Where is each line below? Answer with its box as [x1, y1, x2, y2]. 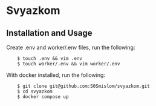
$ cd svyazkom [17, 88, 53, 94]
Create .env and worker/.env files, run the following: [6, 44, 135, 51]
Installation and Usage [6, 28, 93, 38]
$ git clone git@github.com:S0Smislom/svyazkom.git [17, 83, 150, 89]
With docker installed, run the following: [6, 71, 106, 79]
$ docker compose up [17, 94, 69, 100]
